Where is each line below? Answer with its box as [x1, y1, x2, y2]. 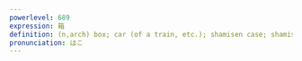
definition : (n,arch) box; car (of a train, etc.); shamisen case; [9, 30, 268, 39]
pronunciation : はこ [9, 38, 84, 48]
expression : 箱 [9, 22, 65, 30]
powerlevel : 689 [9, 13, 70, 22]
